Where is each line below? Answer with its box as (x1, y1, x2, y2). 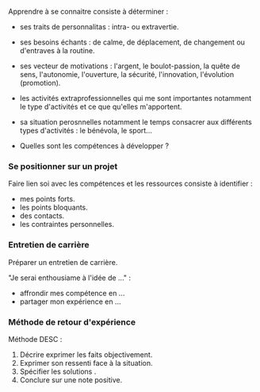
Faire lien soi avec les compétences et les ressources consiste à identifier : (8, 179, 253, 189)
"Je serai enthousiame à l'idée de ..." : (8, 273, 132, 282)
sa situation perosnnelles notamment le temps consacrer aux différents (19, 117, 252, 126)
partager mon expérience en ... (19, 297, 121, 306)
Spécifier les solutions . (19, 367, 97, 376)
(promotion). (19, 79, 61, 87)
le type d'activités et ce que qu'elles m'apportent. (19, 102, 182, 111)
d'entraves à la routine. (19, 46, 95, 55)
